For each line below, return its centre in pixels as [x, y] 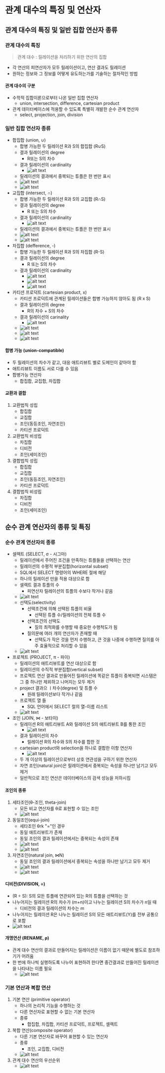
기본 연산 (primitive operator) [41, 999]
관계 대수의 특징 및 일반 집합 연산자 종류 [61, 30]
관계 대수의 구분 [20, 86]
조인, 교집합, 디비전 [45, 1049]
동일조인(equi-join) [31, 820]
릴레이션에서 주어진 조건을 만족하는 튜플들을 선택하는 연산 [75, 560]
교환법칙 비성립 [27, 436]
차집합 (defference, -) [34, 246]
